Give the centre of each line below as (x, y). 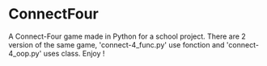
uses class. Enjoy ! (74, 53)
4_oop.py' (25, 53)
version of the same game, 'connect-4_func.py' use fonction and (117, 44)
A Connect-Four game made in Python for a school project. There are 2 (127, 36)
